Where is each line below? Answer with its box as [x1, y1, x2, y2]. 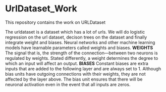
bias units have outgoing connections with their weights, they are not [5, 71, 146, 77]
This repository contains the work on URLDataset [5, 19, 106, 25]
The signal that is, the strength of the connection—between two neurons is [5, 50, 158, 56]
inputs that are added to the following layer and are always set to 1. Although [5, 65, 162, 72]
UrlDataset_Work [5, 3, 77, 14]
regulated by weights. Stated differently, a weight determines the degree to [5, 55, 159, 61]
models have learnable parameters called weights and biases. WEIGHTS [5, 45, 153, 50]
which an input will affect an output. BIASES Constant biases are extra [5, 60, 149, 66]
